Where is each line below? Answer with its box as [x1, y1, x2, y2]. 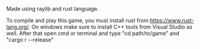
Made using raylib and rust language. [6, 5, 99, 12]
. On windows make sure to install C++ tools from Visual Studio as [28, 24, 193, 30]
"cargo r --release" [6, 36, 54, 43]
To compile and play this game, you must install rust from [6, 17, 149, 24]
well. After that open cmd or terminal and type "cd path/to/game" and [6, 30, 179, 37]
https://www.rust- [150, 17, 195, 24]
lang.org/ [6, 24, 29, 30]
